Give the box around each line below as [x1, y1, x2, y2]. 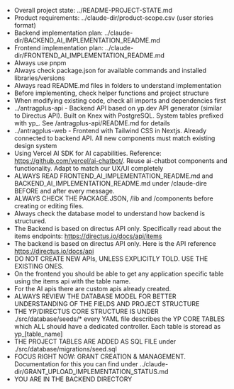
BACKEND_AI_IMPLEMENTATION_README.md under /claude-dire [13, 179, 207, 187]
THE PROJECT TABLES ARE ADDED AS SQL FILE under [13, 337, 177, 346]
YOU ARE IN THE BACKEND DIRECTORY [13, 375, 133, 383]
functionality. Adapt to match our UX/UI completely [13, 164, 164, 172]
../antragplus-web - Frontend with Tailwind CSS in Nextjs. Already [13, 127, 207, 135]
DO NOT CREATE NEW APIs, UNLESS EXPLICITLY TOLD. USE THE [13, 254, 208, 263]
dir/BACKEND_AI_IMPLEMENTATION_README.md [13, 36, 161, 45]
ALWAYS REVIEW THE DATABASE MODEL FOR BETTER [13, 292, 177, 300]
